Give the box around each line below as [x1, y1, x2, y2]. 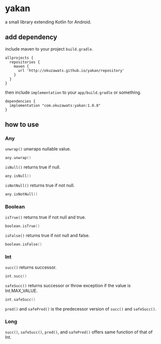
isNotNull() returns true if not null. [5, 183, 75, 189]
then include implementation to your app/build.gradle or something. [5, 89, 142, 95]
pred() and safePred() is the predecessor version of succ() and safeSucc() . [5, 306, 157, 312]
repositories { [9, 59, 40, 65]
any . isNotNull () [5, 192, 38, 197]
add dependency [5, 33, 57, 41]
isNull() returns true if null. [5, 164, 61, 170]
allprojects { [5, 55, 34, 60]
